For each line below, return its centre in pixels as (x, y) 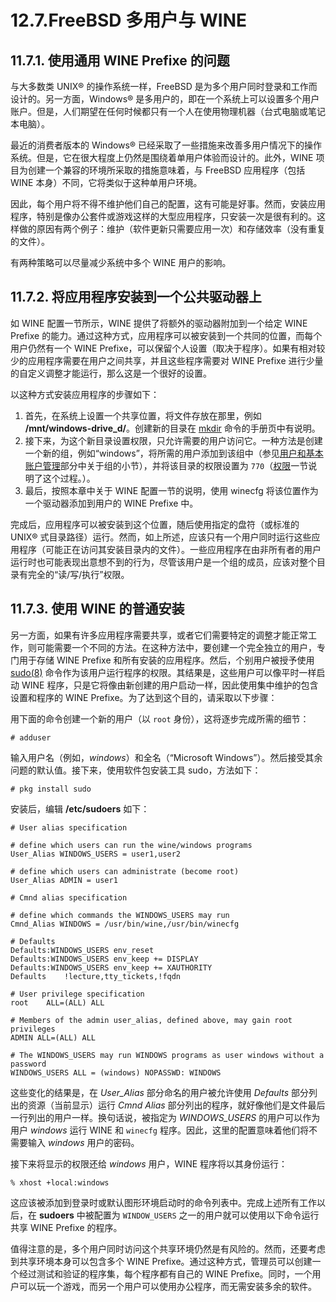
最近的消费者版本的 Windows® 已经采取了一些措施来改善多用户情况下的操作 (166, 145)
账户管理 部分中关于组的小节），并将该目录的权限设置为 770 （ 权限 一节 (166, 465)
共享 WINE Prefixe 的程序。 (66, 1227)
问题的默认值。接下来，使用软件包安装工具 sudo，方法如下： (136, 770)
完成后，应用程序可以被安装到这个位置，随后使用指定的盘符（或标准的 (155, 524)
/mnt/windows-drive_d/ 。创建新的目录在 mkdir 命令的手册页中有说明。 (172, 428)
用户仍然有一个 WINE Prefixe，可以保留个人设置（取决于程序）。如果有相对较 (168, 348)
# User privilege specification (77, 994)
